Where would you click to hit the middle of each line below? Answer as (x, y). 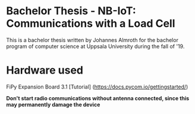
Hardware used (45, 70)
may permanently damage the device (53, 104)
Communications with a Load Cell (91, 23)
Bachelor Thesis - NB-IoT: (71, 11)
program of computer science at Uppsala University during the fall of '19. (95, 46)
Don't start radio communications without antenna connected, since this (98, 98)
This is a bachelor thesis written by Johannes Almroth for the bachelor (92, 40)
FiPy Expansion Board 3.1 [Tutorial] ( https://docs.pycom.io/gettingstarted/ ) (97, 87)
